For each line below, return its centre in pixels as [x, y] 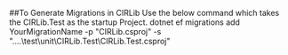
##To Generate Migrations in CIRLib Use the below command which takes [144, 13]
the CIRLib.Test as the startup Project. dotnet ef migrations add [124, 22]
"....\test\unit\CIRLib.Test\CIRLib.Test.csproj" [90, 41]
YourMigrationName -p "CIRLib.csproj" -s [85, 31]
